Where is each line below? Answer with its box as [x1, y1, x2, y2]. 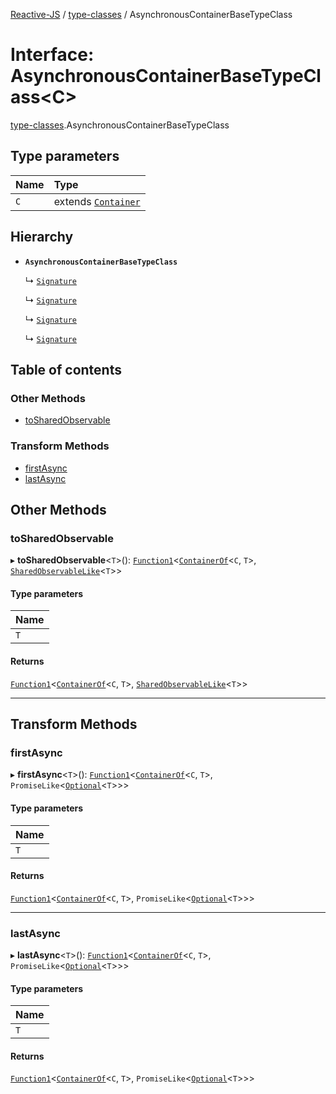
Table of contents [10, 361, 122, 378]
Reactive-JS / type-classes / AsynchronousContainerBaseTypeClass [10, 9, 293, 20]
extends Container [53, 194, 141, 208]
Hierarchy [10, 229, 74, 246]
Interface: [10, 44, 95, 66]
